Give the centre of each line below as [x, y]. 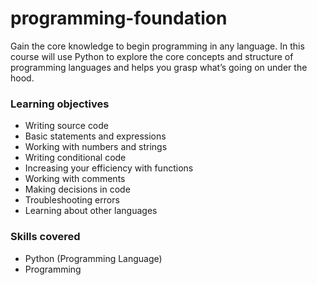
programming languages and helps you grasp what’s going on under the [159, 67]
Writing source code [67, 126]
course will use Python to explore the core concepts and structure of [152, 56]
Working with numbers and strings [96, 147]
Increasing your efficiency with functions [109, 168]
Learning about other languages [91, 211]
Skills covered [45, 237]
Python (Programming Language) [93, 258]
